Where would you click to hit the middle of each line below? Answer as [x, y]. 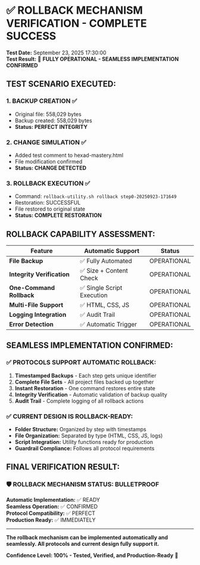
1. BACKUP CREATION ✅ [42, 101]
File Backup [26, 261]
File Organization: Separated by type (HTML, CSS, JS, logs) [89, 436]
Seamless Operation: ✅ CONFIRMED [52, 506]
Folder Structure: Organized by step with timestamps [81, 430]
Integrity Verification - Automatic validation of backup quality [91, 394]
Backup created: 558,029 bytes [53, 121]
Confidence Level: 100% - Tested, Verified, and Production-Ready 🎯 [92, 555]
